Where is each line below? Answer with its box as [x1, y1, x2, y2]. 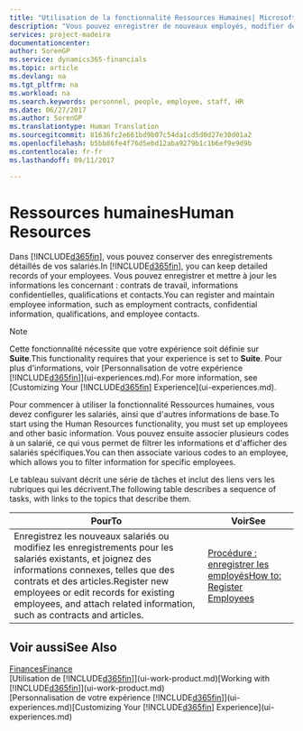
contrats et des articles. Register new [14, 575, 170, 588]
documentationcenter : [9, 38, 91, 48]
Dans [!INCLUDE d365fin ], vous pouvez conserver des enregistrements [9, 251, 273, 262]
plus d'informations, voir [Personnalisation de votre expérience [9, 362, 243, 374]
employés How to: [207, 570, 282, 582]
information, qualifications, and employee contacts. [9, 308, 200, 320]
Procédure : [207, 547, 257, 560]
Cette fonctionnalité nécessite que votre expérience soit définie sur [9, 343, 260, 354]
